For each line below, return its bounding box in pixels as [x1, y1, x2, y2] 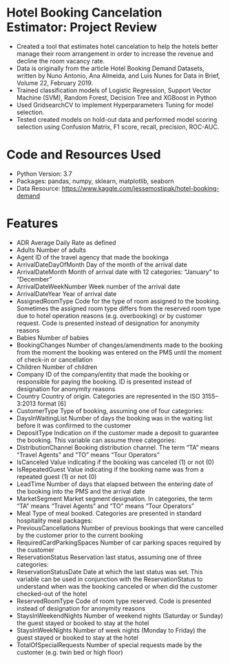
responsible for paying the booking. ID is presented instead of [16, 377, 192, 386]
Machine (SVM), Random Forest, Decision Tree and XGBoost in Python [16, 93, 218, 101]
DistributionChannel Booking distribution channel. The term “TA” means [16, 443, 220, 452]
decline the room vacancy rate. [16, 56, 105, 65]
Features [6, 215, 59, 231]
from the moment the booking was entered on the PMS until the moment [16, 348, 222, 356]
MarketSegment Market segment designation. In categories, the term [16, 494, 213, 503]
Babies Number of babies [16, 333, 89, 341]
